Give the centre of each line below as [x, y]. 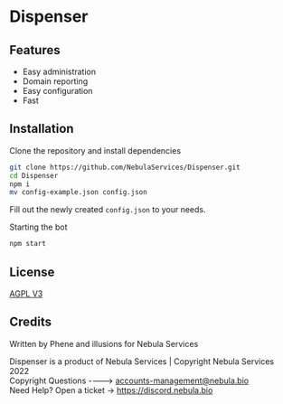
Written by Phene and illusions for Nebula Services [104, 343]
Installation [42, 129]
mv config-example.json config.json [78, 193]
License [32, 272]
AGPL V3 [26, 294]
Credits [31, 322]
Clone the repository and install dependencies [95, 150]
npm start [28, 244]
